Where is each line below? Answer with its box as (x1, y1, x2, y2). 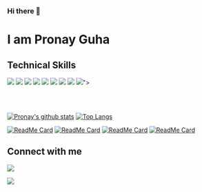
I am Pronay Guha (7, 32, 110, 48)
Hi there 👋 (7, 6, 41, 16)
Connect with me (7, 146, 83, 157)
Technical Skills (7, 59, 77, 71)
